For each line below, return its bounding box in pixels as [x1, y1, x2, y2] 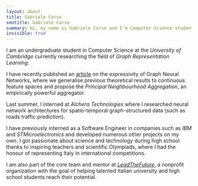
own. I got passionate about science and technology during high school [6, 137, 180, 144]
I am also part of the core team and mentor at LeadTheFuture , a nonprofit [6, 161, 184, 168]
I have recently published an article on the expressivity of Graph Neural [6, 71, 179, 78]
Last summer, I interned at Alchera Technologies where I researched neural [6, 101, 189, 108]
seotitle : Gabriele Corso [6, 19, 70, 25]
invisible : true [6, 31, 46, 36]
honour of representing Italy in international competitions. [6, 150, 146, 157]
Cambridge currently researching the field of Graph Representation [6, 53, 170, 60]
